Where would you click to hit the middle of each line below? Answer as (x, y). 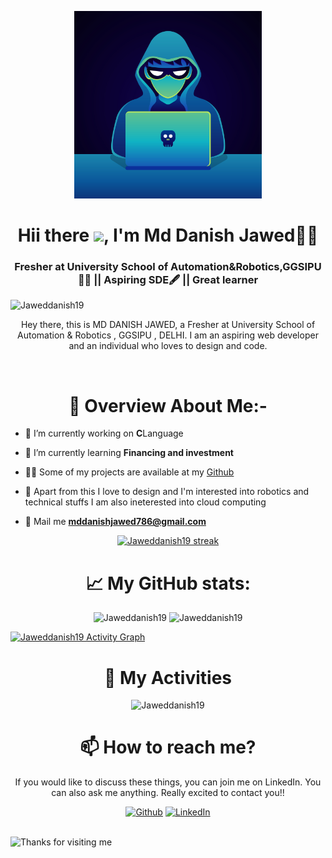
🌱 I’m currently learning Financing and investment (129, 453)
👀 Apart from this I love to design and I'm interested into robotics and (167, 492)
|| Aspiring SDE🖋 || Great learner (176, 280)
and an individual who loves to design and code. (168, 346)
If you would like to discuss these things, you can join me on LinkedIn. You (168, 782)
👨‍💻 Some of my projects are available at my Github (129, 472)
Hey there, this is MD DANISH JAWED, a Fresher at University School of (168, 325)
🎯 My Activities (168, 677)
